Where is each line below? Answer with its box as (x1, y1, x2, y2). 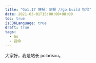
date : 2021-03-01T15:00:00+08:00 (5, 12, 73, 16)
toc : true (5, 16, 25, 21)
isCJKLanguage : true (5, 20, 47, 26)
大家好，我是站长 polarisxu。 (5, 52, 63, 58)
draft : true (5, 25, 29, 30)
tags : (5, 30, 16, 34)
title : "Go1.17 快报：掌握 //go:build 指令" (5, 7, 92, 12)
